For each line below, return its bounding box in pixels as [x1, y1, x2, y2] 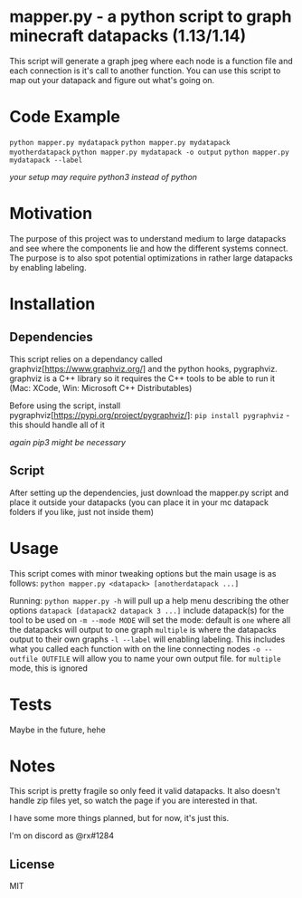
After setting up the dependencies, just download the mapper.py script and [9, 487, 289, 498]
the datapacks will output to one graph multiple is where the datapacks [9, 624, 278, 635]
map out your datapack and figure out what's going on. [9, 74, 215, 85]
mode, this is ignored [9, 663, 89, 673]
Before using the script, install [9, 400, 121, 411]
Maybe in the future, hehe [9, 724, 106, 735]
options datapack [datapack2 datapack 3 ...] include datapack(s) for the [9, 605, 285, 616]
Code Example [9, 107, 120, 128]
